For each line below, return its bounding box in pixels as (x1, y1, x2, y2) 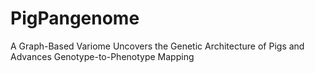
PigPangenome (10, 7, 140, 30)
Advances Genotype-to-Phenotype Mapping (10, 50, 195, 62)
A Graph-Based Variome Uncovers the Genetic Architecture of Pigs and (10, 40, 305, 52)
